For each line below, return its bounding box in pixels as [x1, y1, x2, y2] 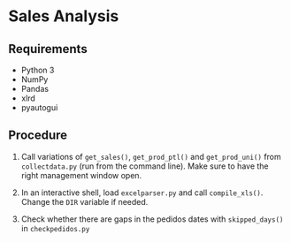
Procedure [8, 128, 68, 143]
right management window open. [20, 170, 142, 180]
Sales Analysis [8, 6, 119, 26]
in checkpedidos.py [20, 223, 90, 233]
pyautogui [20, 102, 58, 112]
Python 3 [20, 64, 55, 75]
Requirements [8, 42, 88, 57]
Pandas [20, 84, 50, 94]
